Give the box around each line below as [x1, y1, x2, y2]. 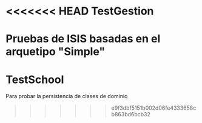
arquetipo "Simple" [5, 45, 106, 59]
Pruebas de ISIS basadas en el [5, 32, 161, 46]
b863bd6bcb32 [111, 111, 151, 118]
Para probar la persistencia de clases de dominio [5, 93, 128, 100]
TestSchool [5, 73, 64, 86]
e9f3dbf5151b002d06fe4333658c [111, 104, 197, 111]
